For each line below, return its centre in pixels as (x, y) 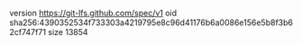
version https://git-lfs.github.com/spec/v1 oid (93, 13)
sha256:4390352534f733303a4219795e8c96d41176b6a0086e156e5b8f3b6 (151, 22)
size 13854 (68, 32)
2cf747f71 (28, 32)
